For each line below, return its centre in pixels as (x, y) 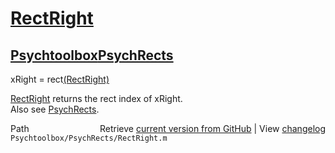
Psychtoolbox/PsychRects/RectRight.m (89, 138)
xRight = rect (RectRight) (60, 79)
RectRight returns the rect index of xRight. (96, 98)
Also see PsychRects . (55, 109)
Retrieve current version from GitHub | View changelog (212, 128)
